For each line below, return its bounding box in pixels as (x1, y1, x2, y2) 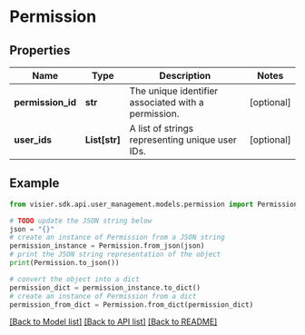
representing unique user (129, 133, 238, 146)
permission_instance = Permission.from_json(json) (9, 241, 205, 251)
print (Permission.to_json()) (9, 259, 120, 268)
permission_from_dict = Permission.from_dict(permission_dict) (9, 300, 254, 310)
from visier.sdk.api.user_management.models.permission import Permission (9, 200, 299, 209)
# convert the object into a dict (9, 274, 141, 283)
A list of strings (129, 123, 193, 134)
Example (9, 175, 60, 192)
